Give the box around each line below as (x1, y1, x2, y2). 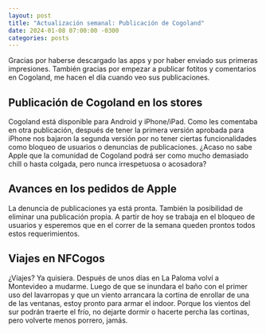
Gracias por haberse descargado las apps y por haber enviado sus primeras (8, 56, 259, 65)
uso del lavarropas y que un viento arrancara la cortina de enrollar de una (8, 290, 249, 300)
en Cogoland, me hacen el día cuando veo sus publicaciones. (8, 72, 210, 82)
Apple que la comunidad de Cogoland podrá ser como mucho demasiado (8, 151, 249, 160)
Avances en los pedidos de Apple (8, 182, 177, 196)
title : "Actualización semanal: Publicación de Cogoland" (8, 19, 205, 27)
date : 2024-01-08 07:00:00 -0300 (8, 26, 119, 34)
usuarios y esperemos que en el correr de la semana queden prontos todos (8, 220, 256, 229)
